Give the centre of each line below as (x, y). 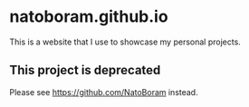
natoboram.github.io (89, 17)
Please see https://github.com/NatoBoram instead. (104, 92)
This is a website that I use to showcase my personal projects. (125, 42)
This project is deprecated (85, 70)
